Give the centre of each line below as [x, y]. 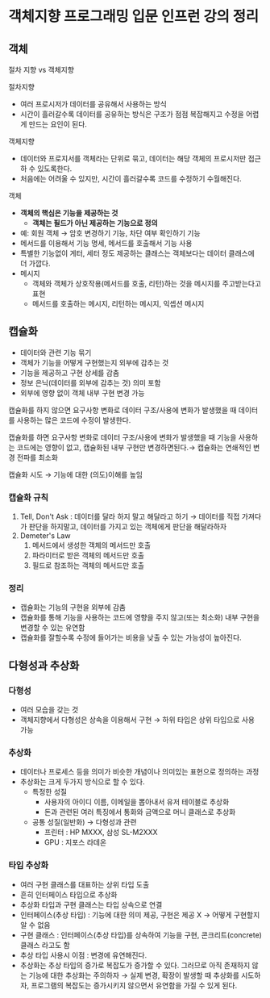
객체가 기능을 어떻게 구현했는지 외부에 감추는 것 [94, 362]
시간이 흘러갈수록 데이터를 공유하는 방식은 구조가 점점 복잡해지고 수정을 [132, 114]
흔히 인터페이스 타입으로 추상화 [69, 894]
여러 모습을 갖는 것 [49, 710]
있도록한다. [55, 169]
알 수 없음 [35, 925]
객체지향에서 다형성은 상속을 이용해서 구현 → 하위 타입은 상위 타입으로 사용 [137, 720]
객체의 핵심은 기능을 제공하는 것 [69, 213]
